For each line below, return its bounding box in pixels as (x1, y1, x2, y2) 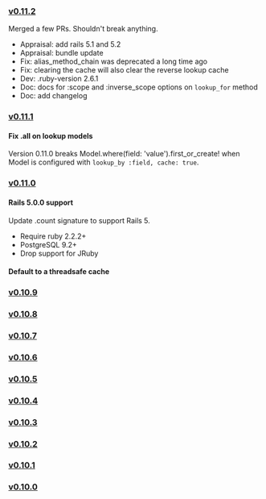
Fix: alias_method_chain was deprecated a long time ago (19, 56, 208, 66)
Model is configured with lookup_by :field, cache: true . (8, 157, 199, 167)
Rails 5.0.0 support (8, 198, 74, 207)
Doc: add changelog (19, 91, 88, 101)
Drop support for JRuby (19, 248, 99, 258)
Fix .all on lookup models (8, 131, 93, 140)
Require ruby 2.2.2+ (19, 231, 87, 241)
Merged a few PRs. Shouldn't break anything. (8, 24, 158, 34)
